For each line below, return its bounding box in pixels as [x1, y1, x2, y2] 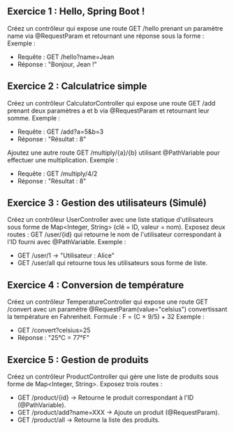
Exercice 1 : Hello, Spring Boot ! [7, 6, 145, 17]
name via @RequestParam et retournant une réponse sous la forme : [7, 31, 205, 40]
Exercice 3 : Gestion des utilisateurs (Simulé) [7, 197, 207, 209]
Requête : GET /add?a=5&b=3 [17, 127, 104, 136]
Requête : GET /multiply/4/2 [17, 169, 98, 178]
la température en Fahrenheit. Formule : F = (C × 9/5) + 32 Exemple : [7, 313, 205, 321]
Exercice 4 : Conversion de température [7, 279, 184, 291]
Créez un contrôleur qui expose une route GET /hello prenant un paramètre [7, 24, 224, 32]
